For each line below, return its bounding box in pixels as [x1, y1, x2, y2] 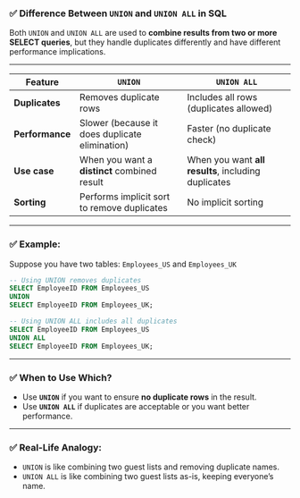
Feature [25, 76, 60, 89]
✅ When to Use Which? [9, 371, 112, 384]
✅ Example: [9, 238, 61, 250]
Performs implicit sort [79, 190, 171, 203]
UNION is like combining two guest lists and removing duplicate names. [21, 461, 279, 472]
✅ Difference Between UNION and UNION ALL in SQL [9, 7, 228, 20]
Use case [13, 165, 54, 177]
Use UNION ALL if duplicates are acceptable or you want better [21, 401, 250, 411]
